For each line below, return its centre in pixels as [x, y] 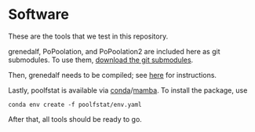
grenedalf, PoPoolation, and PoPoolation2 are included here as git [114, 51]
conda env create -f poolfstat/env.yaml [75, 104]
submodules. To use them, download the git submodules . [101, 60]
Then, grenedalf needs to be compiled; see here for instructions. [113, 75]
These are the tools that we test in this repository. [88, 36]
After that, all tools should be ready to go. [75, 119]
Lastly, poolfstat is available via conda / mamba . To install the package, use [128, 90]
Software [38, 15]
